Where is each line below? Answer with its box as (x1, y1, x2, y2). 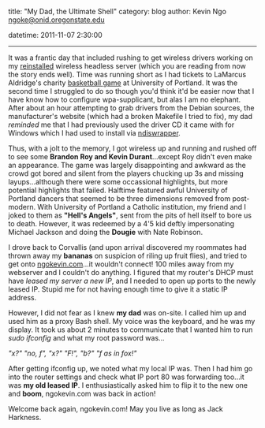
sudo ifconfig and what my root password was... (8, 333, 165, 342)
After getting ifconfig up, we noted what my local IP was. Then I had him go (8, 364, 253, 373)
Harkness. (8, 413, 42, 422)
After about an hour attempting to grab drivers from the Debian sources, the (8, 103, 255, 113)
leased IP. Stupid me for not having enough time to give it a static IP (8, 285, 228, 294)
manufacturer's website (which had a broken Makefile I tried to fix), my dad (8, 112, 253, 121)
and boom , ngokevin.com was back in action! (8, 389, 156, 398)
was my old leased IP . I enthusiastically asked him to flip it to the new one (8, 381, 248, 389)
